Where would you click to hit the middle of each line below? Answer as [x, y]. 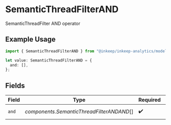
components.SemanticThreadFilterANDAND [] [79, 112]
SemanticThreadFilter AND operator [43, 23]
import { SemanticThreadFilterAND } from [50, 51]
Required [150, 100]
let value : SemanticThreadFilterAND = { [49, 60]
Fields [15, 86]
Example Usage [31, 39]
